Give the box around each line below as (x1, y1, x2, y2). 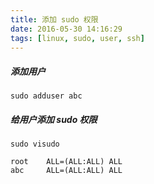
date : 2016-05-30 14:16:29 (10, 24, 123, 34)
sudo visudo (10, 139, 60, 150)
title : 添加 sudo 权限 (10, 14, 99, 25)
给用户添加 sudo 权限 (10, 113, 98, 125)
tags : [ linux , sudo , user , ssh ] (10, 33, 145, 43)
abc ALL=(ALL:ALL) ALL (10, 166, 123, 176)
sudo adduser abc (10, 91, 83, 101)
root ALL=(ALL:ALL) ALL (10, 157, 123, 167)
